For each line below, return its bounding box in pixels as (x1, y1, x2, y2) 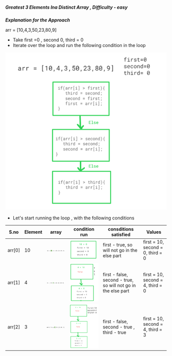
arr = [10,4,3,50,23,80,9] (5, 27, 57, 33)
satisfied (111, 232, 131, 237)
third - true (102, 329, 126, 335)
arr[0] (7, 247, 20, 253)
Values (146, 229, 162, 235)
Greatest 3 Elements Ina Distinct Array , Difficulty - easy (5, 4, 128, 10)
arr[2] (7, 324, 20, 330)
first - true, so (102, 241, 133, 248)
